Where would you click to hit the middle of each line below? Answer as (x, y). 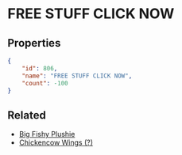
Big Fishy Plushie (47, 134)
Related (27, 115)
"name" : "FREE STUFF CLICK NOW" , (77, 76)
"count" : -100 (45, 83)
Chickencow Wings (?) (56, 142)
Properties (34, 43)
